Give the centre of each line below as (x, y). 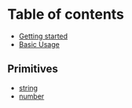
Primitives (33, 69)
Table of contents (66, 14)
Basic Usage (39, 44)
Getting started (43, 36)
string (28, 88)
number (31, 96)
